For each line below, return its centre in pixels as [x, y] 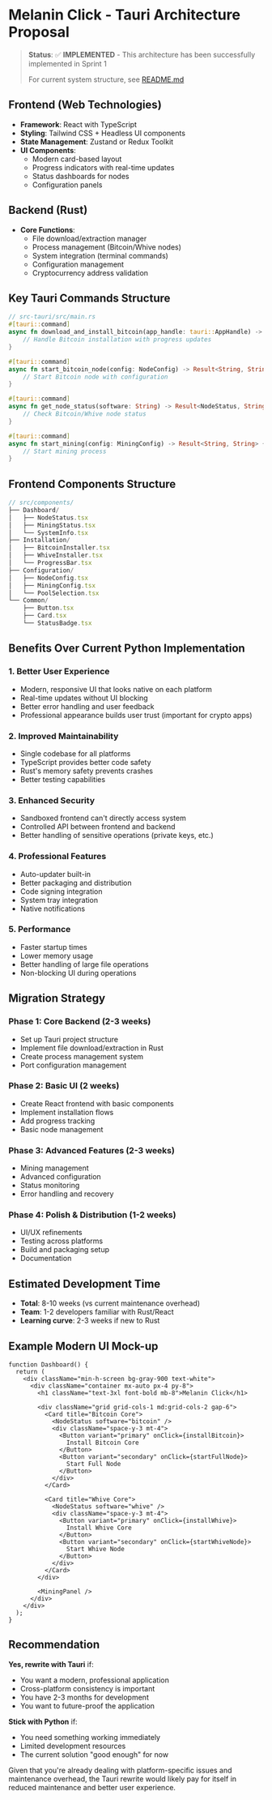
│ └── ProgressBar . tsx [50, 563]
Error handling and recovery [67, 1194]
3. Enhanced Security [52, 800]
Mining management [54, 1168]
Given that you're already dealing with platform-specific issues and [120, 1770]
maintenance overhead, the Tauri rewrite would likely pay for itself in [123, 1779]
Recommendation [54, 1645]
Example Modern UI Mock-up [83, 1346]
